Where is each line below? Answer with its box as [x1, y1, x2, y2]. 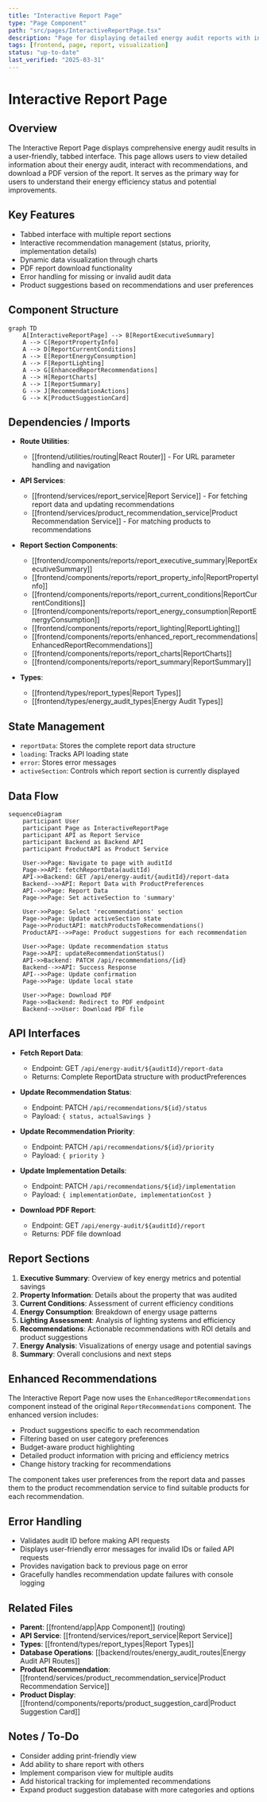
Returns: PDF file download [31, 1228, 122, 1238]
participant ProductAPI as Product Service [22, 845, 169, 853]
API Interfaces [8, 1027, 81, 1041]
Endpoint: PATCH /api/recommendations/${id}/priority [31, 1142, 215, 1151]
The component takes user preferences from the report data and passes [8, 1475, 246, 1485]
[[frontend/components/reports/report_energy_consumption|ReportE [31, 606, 257, 617]
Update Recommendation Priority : [19, 1127, 135, 1136]
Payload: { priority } [31, 1150, 106, 1160]
